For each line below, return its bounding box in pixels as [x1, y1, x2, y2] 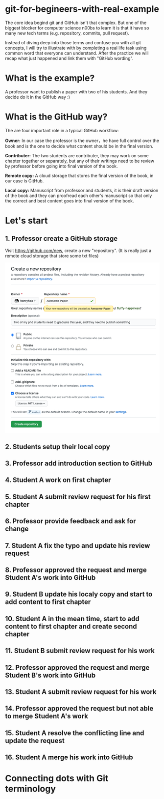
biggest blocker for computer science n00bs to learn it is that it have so [5, 25, 149, 30]
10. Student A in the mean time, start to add [5, 614, 140, 623]
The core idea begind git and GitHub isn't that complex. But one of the [5, 20, 147, 26]
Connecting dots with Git [5, 773, 109, 784]
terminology [5, 783, 56, 795]
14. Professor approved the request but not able [5, 704, 154, 713]
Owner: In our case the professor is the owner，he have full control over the [5, 138, 159, 143]
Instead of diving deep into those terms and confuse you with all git [5, 39, 141, 45]
